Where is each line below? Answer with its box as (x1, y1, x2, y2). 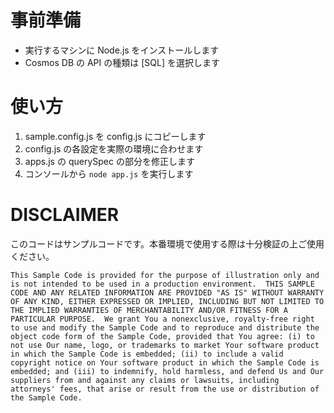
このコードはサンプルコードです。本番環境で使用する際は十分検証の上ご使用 (10, 237, 325, 250)
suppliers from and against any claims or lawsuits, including (10, 375, 280, 385)
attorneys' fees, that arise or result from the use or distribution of (10, 384, 320, 394)
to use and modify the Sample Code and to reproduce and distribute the (10, 322, 320, 333)
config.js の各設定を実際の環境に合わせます (24, 142, 204, 155)
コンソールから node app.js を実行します (24, 167, 194, 180)
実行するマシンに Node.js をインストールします (24, 44, 220, 56)
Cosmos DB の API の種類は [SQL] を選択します (24, 56, 220, 68)
